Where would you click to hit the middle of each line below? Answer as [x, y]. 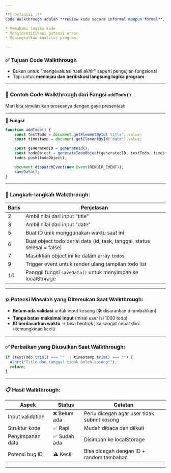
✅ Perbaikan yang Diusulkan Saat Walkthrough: [65, 347]
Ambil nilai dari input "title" [57, 216]
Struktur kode [24, 428]
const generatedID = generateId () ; [52, 148]
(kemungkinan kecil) [34, 329]
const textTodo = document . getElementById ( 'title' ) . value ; [78, 135]
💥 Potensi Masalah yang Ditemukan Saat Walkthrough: [75, 299]
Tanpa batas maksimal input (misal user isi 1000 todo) [70, 318]
